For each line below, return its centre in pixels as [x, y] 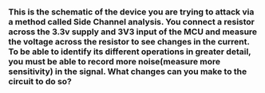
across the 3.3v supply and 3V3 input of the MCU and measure [133, 32]
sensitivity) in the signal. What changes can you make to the [128, 72]
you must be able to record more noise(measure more [115, 61]
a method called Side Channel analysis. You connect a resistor [132, 21]
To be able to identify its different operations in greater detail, [130, 52]
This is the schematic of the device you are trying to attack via [131, 12]
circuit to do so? [40, 81]
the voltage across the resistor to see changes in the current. [129, 41]
